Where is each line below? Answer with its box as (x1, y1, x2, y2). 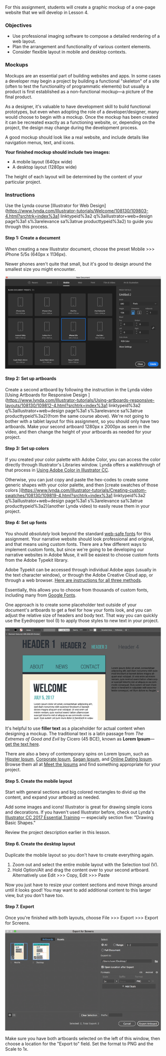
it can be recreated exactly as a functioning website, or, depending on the (5, 119, 156, 125)
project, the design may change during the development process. (5, 124, 138, 131)
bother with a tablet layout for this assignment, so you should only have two (5, 418, 159, 424)
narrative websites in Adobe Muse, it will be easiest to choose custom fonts (5, 551, 159, 558)
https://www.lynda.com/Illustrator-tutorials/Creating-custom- (22, 487, 147, 493)
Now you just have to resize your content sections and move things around (5, 882, 158, 888)
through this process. (5, 224, 48, 229)
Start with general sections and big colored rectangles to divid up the (5, 789, 146, 795)
